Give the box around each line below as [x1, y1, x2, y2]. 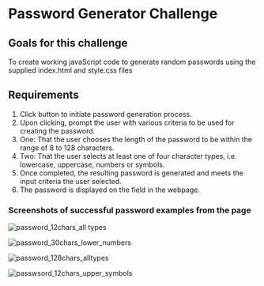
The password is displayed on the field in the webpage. [19, 185, 200, 194]
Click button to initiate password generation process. [19, 109, 192, 119]
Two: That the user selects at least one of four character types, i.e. [19, 151, 237, 160]
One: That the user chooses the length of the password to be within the [19, 134, 253, 144]
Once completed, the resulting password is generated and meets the [19, 167, 243, 178]
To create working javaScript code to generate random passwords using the [8, 57, 256, 66]
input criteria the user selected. [19, 176, 123, 186]
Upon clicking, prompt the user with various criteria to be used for [19, 118, 235, 127]
